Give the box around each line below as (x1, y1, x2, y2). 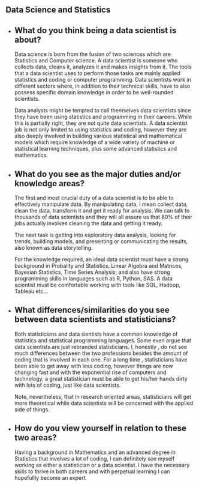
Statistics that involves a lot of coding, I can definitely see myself (14, 455, 175, 462)
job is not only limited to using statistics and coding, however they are (14, 126, 187, 133)
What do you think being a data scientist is (14, 25, 177, 35)
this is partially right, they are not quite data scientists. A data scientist (14, 119, 188, 127)
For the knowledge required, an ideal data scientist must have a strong (14, 256, 189, 263)
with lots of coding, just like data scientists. (14, 381, 121, 389)
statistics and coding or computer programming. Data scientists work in (14, 76, 191, 83)
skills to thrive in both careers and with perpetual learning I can (14, 468, 170, 475)
